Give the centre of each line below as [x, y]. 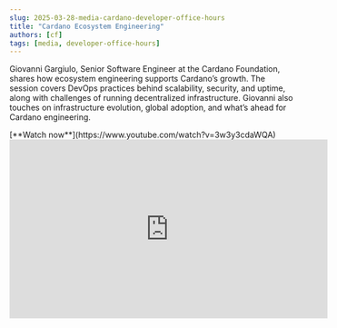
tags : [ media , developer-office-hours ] [85, 43]
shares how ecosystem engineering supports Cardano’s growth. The [138, 79]
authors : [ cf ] [36, 35]
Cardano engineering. [50, 117]
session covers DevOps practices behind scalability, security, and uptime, [148, 88]
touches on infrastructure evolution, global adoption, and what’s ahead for [148, 108]
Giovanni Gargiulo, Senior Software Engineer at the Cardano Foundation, [145, 69]
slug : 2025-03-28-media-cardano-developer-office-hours [117, 18]
